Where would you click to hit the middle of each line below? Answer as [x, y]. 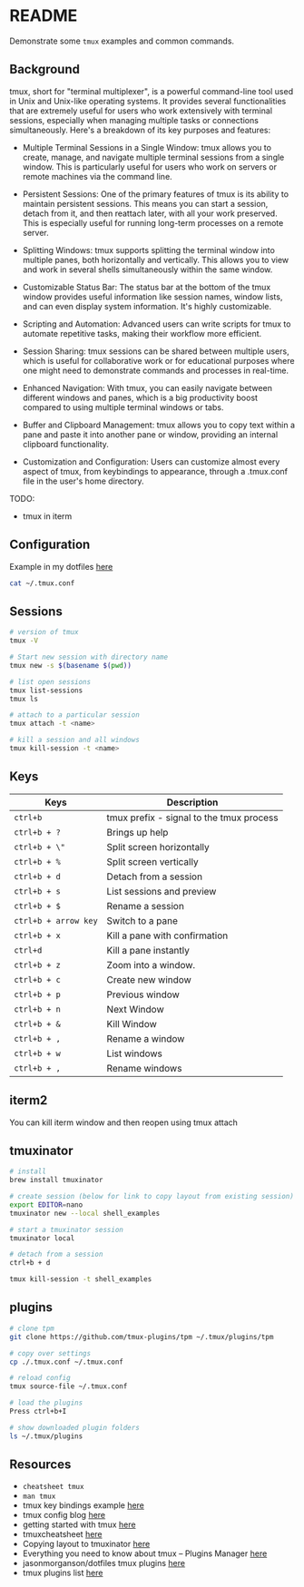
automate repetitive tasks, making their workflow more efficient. [142, 333]
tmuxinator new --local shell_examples [85, 1213]
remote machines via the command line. [97, 176]
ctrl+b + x [37, 935]
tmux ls [24, 699]
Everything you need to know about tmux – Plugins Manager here [145, 1553]
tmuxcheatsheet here [62, 1534]
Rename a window [146, 1038]
